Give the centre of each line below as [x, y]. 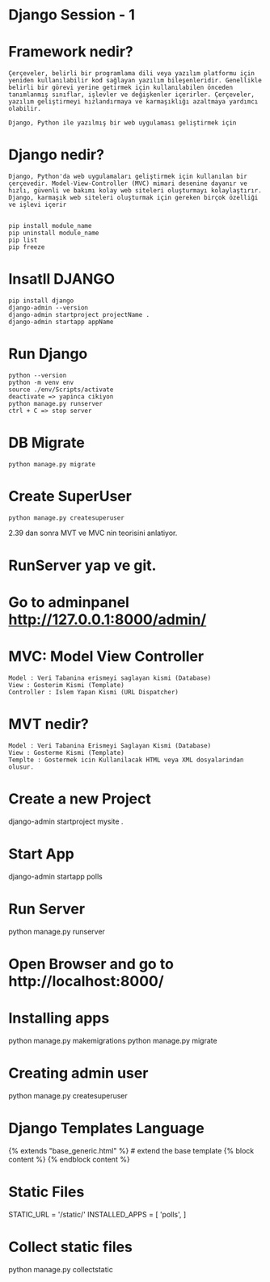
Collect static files [71, 1247]
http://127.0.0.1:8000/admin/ [108, 620]
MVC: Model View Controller [106, 657]
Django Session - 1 [72, 15]
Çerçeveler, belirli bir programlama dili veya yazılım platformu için [131, 74]
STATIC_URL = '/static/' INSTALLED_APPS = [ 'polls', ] [97, 1214]
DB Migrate [46, 443]
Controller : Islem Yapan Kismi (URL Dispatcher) [94, 693]
